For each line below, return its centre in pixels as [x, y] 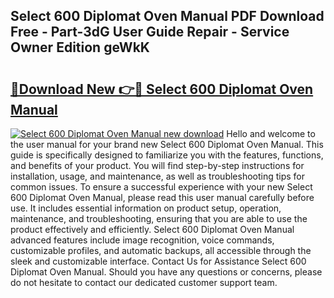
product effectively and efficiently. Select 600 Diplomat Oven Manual [152, 229]
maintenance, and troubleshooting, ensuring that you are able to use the [159, 218]
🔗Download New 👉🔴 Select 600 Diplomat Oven [162, 89]
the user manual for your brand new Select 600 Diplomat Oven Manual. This [167, 144]
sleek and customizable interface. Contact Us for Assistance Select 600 [158, 261]
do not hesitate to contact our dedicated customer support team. [144, 282]
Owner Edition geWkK [80, 47]
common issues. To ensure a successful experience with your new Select [161, 187]
